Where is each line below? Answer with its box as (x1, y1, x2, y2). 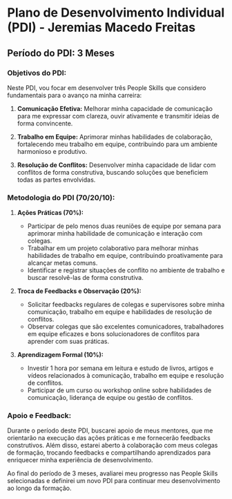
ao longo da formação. (7, 484, 72, 493)
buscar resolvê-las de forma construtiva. (27, 274, 144, 282)
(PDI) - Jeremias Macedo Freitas (7, 19, 195, 35)
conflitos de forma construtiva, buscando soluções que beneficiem (17, 168, 209, 176)
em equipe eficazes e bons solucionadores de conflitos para (27, 330, 200, 338)
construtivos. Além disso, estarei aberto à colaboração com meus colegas (7, 441, 218, 450)
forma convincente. (17, 119, 73, 128)
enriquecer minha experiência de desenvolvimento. (7, 456, 153, 464)
